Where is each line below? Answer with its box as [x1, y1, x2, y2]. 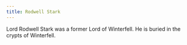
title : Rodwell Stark [6, 8, 61, 15]
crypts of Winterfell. [6, 31, 56, 39]
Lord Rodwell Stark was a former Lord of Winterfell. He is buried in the [6, 25, 181, 32]
